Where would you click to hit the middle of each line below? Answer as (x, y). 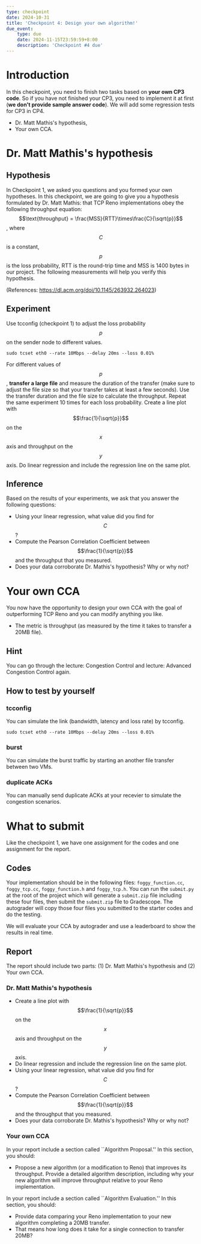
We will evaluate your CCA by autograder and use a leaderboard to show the (101, 926)
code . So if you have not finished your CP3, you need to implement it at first (100, 98)
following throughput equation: (44, 209)
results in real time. (30, 932)
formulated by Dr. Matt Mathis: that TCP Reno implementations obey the (95, 203)
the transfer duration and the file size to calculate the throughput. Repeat (96, 396)
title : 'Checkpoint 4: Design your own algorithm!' (72, 23)
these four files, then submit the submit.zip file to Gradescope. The (89, 902)
